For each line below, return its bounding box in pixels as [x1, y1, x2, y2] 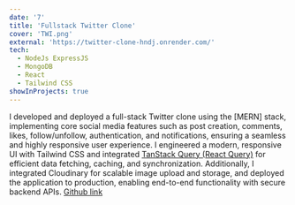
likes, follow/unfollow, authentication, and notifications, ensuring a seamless [9, 130, 286, 140]
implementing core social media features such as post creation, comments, [9, 120, 283, 131]
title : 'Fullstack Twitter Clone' [9, 21, 137, 30]
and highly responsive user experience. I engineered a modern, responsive [9, 139, 283, 150]
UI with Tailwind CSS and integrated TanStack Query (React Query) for [9, 148, 267, 159]
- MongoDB [17, 63, 53, 72]
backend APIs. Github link [9, 186, 103, 197]
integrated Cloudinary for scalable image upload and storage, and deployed [9, 167, 284, 178]
